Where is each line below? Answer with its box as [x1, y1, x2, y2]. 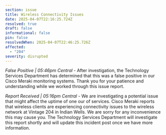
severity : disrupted [5, 53, 48, 59]
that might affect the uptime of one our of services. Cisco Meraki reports [5, 98, 155, 104]
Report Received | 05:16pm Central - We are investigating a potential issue [5, 93, 158, 99]
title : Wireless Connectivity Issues [5, 12, 84, 17]
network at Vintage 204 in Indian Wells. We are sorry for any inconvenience [5, 109, 161, 115]
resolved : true [5, 21, 37, 26]
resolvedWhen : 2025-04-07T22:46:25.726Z [5, 40, 91, 45]
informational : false [5, 30, 50, 35]
